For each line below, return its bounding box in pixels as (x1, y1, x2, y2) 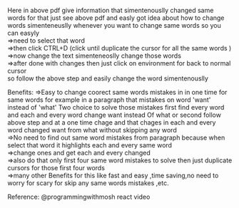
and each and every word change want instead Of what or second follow (7, 110, 221, 119)
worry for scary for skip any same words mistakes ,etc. (7, 179, 169, 187)
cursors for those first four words (7, 164, 106, 172)
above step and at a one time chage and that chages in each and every (7, 118, 216, 127)
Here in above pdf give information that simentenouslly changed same (7, 6, 214, 14)
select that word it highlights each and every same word (7, 141, 173, 149)
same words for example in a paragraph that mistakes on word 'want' (7, 95, 211, 104)
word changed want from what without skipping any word (7, 126, 177, 134)
